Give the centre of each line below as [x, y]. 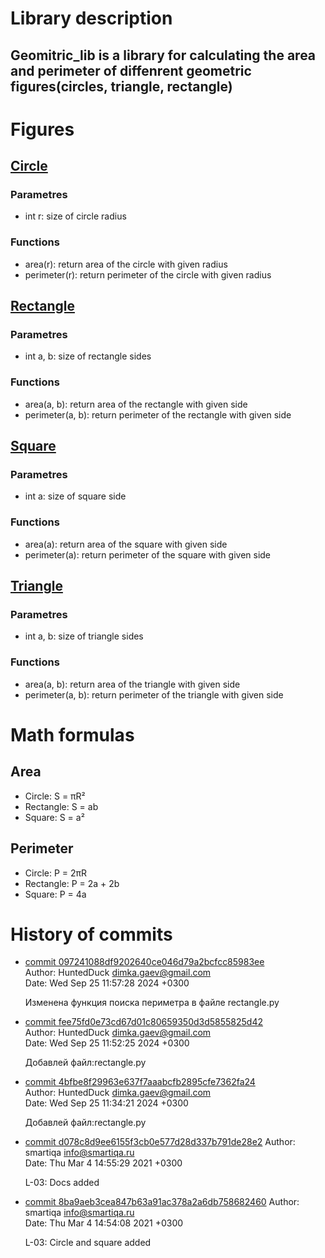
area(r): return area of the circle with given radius [126, 264]
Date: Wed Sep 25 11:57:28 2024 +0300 [107, 983]
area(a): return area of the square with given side [126, 544]
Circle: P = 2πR [56, 873]
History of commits [91, 934]
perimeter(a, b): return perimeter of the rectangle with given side [158, 414]
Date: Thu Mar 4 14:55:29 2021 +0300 [103, 1163]
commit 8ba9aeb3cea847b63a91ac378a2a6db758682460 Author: [162, 1202]
